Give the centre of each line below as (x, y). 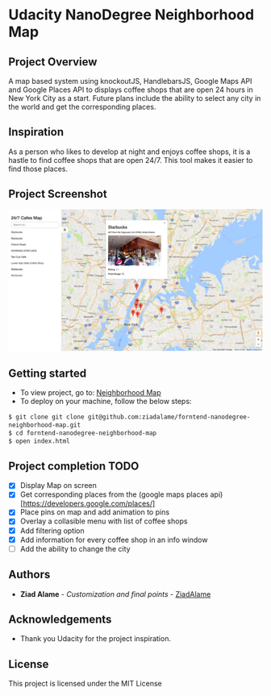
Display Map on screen (58, 486)
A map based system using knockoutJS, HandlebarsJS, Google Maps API (130, 81)
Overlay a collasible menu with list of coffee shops (104, 521)
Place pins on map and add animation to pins (95, 512)
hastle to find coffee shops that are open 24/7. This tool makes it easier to (131, 160)
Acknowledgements (60, 619)
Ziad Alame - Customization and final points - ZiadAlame (115, 594)
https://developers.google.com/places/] (89, 504)
